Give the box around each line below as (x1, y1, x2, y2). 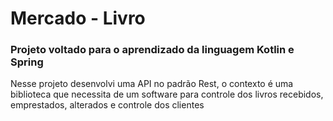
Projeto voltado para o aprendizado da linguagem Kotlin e (10, 43, 295, 57)
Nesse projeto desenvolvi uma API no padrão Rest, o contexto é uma (10, 78, 294, 90)
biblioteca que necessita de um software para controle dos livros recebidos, (10, 88, 324, 101)
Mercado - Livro (10, 7, 146, 30)
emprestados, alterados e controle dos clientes (10, 99, 205, 111)
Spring (10, 55, 44, 69)
